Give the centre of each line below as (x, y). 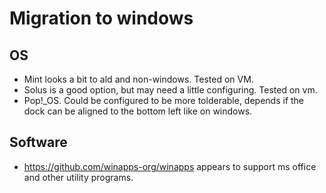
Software (38, 142)
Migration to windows (101, 18)
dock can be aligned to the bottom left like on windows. (138, 111)
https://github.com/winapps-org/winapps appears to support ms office (170, 166)
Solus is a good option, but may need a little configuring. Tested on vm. (170, 90)
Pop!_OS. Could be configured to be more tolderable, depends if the (164, 100)
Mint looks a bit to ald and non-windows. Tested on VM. (138, 79)
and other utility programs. (78, 177)
